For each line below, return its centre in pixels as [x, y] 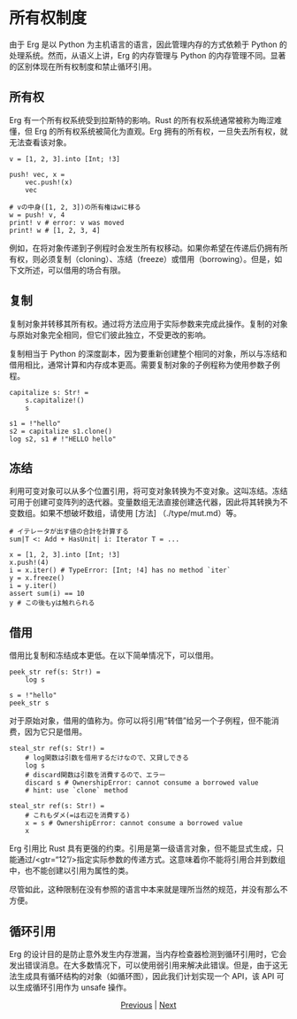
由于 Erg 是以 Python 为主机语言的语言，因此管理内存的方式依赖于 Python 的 [148, 44]
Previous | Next [148, 1005]
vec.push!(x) [49, 182]
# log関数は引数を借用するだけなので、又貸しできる [107, 758]
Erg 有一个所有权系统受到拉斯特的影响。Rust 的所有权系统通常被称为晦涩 [142, 120]
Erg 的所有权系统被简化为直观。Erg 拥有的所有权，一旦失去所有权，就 [161, 131]
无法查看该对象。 [40, 142]
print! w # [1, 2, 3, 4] [55, 230]
